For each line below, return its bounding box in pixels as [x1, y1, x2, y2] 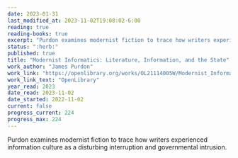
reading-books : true [7, 30, 69, 38]
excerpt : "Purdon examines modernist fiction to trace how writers [7, 37, 211, 44]
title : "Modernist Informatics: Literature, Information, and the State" [7, 57, 230, 64]
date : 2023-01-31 [7, 10, 59, 18]
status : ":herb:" [7, 43, 59, 50]
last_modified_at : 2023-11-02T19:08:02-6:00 [7, 17, 141, 24]
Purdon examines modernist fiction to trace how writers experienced [7, 135, 208, 144]
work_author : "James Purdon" [7, 63, 93, 70]
